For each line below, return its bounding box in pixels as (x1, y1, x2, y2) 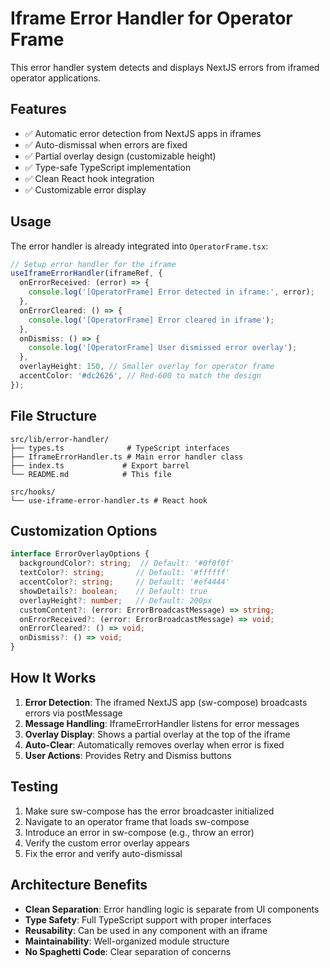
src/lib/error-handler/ (10, 434, 110, 444)
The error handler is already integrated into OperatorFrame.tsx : (10, 240, 269, 252)
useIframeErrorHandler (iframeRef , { (10, 268, 163, 279)
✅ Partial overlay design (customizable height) (24, 150, 217, 162)
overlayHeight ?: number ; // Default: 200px (19, 595, 213, 606)
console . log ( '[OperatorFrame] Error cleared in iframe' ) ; (28, 315, 275, 325)
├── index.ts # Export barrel (10, 460, 190, 471)
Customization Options (10, 523, 158, 540)
